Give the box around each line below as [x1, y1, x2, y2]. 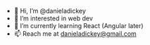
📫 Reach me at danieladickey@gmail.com [13, 30, 137, 38]
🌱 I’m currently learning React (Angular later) [13, 22, 144, 30]
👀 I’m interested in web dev [13, 14, 94, 22]
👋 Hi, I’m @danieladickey [13, 7, 87, 15]
